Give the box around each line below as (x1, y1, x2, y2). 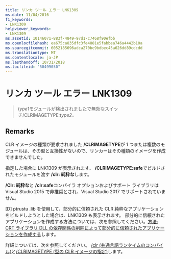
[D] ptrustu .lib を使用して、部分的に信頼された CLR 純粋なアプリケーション (5, 205, 164, 212)
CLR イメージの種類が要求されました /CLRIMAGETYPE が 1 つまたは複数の (5, 141, 161, 147)
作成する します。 (22, 231, 59, 237)
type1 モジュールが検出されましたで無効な (17, 106, 105, 112)
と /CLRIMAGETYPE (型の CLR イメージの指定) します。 (11, 248, 126, 254)
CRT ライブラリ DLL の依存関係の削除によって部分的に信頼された (5, 225, 142, 231)
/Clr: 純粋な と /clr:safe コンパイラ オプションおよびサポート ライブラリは (5, 182, 159, 188)
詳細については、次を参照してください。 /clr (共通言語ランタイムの (5, 242, 145, 248)
